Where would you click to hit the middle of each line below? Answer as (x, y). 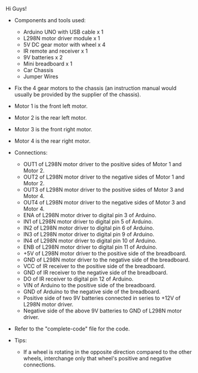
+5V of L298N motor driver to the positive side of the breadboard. (105, 253)
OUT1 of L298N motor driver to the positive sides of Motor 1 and (103, 164)
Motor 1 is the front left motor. (51, 106)
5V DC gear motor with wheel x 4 (64, 45)
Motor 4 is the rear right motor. (52, 141)
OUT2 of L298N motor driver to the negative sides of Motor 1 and (104, 177)
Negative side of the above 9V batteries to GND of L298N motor (103, 311)
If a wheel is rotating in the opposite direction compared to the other (107, 352)
